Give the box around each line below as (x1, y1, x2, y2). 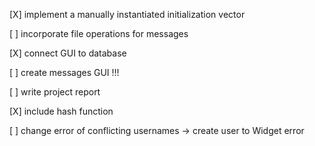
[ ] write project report (9, 86, 101, 98)
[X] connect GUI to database (9, 47, 127, 59)
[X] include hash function (9, 105, 114, 117)
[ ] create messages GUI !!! (9, 67, 120, 78)
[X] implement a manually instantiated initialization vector (9, 9, 246, 20)
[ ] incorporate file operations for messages (9, 28, 189, 39)
